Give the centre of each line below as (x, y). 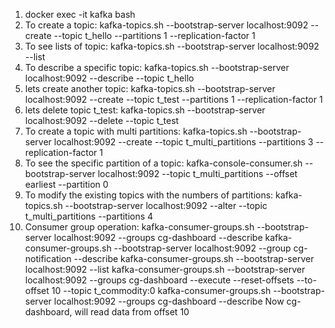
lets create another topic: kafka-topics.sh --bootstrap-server (150, 88)
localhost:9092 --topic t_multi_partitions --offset (197, 173)
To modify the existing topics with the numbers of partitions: (149, 195)
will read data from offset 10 (132, 312)
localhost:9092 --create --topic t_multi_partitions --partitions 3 (183, 142)
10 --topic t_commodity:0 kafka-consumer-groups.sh (161, 290)
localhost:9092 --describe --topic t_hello (109, 78)
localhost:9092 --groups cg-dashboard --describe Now (169, 301)
